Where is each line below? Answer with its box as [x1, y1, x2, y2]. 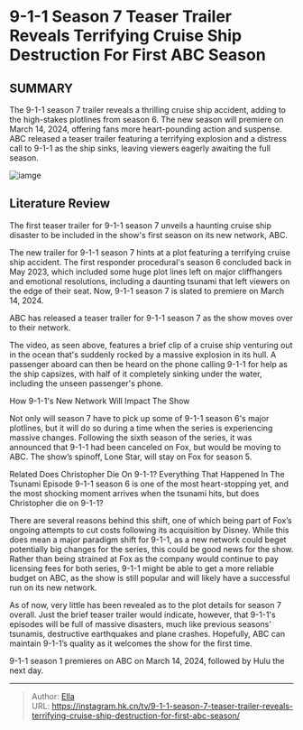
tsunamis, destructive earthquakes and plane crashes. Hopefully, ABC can [9, 628, 286, 639]
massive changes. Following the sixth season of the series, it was [9, 431, 252, 443]
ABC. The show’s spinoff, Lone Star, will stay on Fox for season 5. [9, 451, 252, 462]
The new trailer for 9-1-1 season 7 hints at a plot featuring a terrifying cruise [9, 246, 291, 258]
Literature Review [9, 196, 111, 211]
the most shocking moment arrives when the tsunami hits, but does [9, 487, 260, 498]
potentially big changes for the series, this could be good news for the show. [9, 543, 294, 554]
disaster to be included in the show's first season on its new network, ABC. [9, 229, 289, 240]
